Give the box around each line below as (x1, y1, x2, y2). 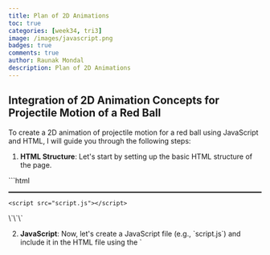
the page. (19, 160, 52, 169)
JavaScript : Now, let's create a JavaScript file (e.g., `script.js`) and (19, 229, 241, 238)
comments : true (8, 49, 59, 57)
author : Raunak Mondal (8, 57, 84, 65)
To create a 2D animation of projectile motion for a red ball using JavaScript (8, 127, 259, 137)
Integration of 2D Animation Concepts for (8, 94, 219, 107)
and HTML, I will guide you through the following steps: (8, 136, 191, 145)
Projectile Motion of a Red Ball (8, 106, 162, 120)
